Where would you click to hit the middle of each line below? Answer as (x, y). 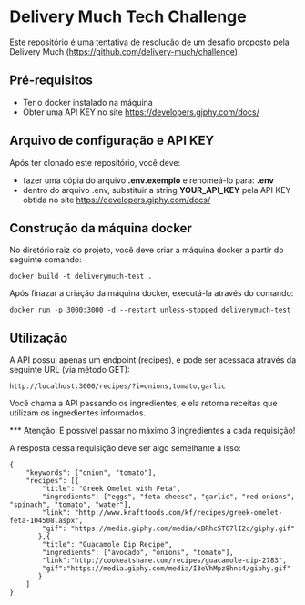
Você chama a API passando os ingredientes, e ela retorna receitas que (143, 404)
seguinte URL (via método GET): (70, 370)
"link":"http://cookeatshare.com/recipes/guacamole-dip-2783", (164, 561)
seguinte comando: (46, 260)
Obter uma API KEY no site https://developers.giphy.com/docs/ (141, 112)
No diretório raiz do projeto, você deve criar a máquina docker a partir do (147, 250)
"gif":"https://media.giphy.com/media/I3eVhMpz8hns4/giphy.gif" (167, 569)
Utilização (39, 338)
